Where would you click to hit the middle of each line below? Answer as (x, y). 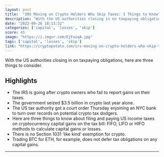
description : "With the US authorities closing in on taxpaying (72, 19)
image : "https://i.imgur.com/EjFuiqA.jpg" (49, 37)
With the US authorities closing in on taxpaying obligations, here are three (79, 60)
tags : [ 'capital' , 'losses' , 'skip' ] (43, 42)
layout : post (18, 10)
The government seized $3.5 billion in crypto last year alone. (73, 103)
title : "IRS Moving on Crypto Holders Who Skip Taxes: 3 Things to (76, 14)
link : (10, 46)
